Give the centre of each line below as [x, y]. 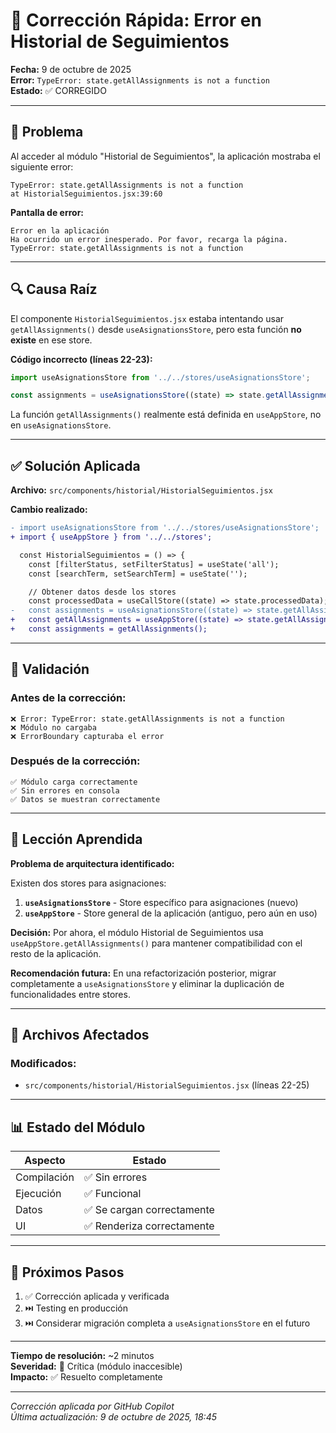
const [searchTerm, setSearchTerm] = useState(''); [138, 574]
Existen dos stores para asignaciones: [88, 883]
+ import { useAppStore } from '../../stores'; [111, 537]
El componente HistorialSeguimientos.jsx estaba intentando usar [147, 318]
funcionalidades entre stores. [70, 994]
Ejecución [38, 1194]
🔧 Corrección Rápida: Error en [136, 20]
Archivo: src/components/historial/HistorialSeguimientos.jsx [141, 490]
